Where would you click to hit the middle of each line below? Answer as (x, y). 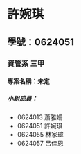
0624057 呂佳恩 (40, 144)
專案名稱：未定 (28, 81)
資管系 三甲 (26, 63)
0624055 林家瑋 (40, 135)
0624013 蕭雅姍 (40, 117)
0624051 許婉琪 (40, 126)
